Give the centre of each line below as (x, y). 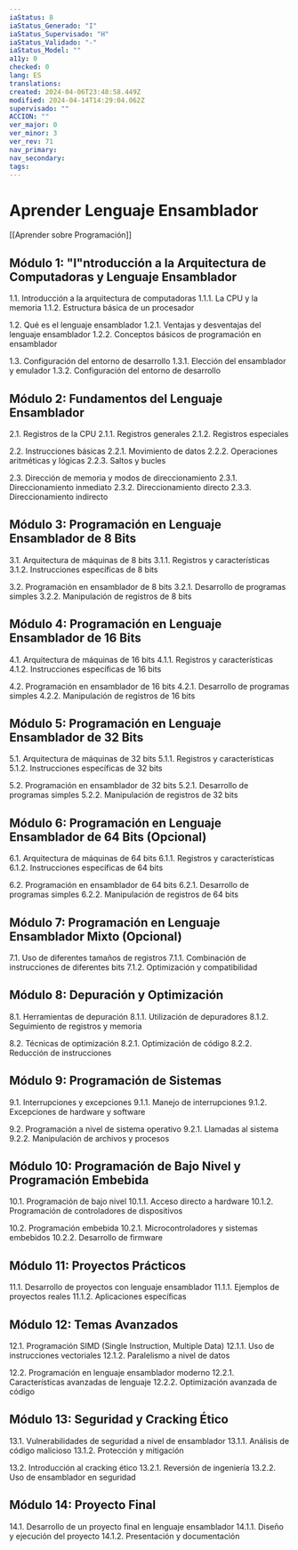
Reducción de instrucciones (60, 1053)
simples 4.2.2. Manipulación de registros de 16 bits (102, 696)
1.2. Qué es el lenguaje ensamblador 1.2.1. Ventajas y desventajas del (135, 325)
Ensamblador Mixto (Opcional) (96, 936)
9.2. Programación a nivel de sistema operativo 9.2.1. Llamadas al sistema (144, 1129)
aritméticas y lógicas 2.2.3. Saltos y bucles (88, 460)
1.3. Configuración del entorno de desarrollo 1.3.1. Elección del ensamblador (148, 361)
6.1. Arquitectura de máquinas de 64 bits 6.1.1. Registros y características (142, 859)
